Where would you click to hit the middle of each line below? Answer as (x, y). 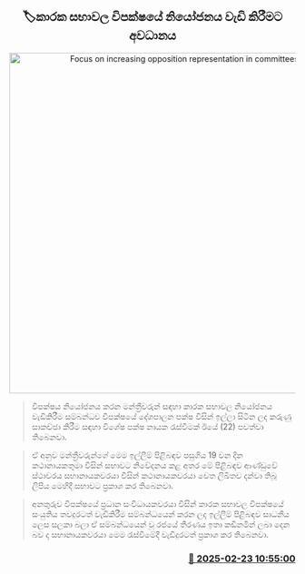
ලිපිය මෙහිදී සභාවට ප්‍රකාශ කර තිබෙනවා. (103, 485)
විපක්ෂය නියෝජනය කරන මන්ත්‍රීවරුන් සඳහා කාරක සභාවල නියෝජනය (152, 406)
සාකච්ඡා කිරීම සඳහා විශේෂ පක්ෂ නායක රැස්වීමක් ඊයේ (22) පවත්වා (148, 426)
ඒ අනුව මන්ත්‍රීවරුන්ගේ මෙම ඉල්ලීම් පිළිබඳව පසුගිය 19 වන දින (137, 455)
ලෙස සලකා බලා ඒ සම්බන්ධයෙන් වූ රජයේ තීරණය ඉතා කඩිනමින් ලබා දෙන (161, 524)
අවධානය (152, 36)
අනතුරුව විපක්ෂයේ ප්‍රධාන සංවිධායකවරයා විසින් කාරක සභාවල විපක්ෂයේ (157, 503)
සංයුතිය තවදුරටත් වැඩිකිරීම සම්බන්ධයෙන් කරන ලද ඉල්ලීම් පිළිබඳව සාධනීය (161, 514)
